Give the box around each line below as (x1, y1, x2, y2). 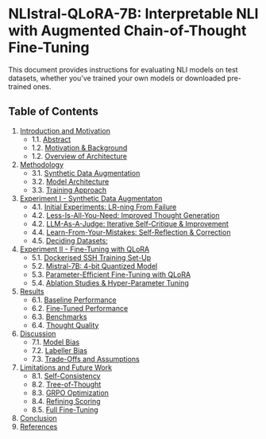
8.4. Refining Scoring (31, 396, 101, 406)
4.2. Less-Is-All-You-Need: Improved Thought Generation (31, 210, 220, 219)
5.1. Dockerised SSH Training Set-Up (31, 252, 152, 262)
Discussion (19, 328, 56, 338)
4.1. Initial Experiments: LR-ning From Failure (31, 202, 177, 212)
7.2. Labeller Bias (31, 345, 87, 355)
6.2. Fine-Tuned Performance (31, 303, 129, 313)
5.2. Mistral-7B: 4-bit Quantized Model (31, 261, 158, 270)
